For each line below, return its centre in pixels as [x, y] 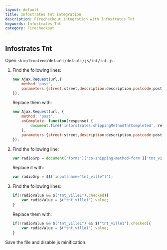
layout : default [22, 10]
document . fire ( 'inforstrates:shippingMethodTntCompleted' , [93, 126]
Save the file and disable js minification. [46, 242]
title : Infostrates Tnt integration [43, 14]
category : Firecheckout [30, 28]
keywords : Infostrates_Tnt [33, 24]
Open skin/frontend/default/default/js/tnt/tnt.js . [60, 60]
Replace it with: [28, 168]
